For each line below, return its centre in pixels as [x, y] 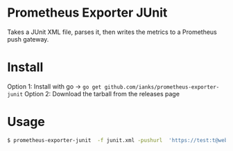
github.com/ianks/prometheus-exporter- [162, 87]
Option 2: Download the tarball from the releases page [102, 94]
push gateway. [28, 39]
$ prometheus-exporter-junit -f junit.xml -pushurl [85, 140]
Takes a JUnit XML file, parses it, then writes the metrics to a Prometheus [112, 32]
